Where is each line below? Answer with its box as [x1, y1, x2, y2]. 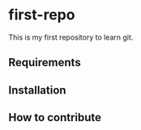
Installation [8, 83, 66, 97]
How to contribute [8, 111, 102, 124]
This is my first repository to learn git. [8, 32, 134, 42]
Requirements [8, 56, 81, 69]
